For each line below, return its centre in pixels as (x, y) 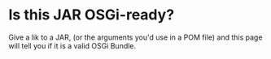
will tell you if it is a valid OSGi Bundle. (72, 45)
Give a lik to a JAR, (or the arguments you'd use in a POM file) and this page (135, 37)
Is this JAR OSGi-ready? (92, 15)
